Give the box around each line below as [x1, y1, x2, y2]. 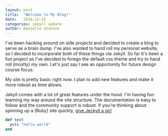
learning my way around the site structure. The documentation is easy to [5, 97, 156, 103]
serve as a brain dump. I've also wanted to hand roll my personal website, [5, 45, 158, 51]
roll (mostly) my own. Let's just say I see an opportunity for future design [5, 61, 156, 67]
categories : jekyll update [5, 21, 62, 27]
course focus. [5, 66, 34, 73]
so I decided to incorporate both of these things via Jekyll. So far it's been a [5, 51, 163, 57]
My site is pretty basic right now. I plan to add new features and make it [5, 77, 154, 83]
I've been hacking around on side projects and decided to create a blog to [5, 40, 159, 46]
